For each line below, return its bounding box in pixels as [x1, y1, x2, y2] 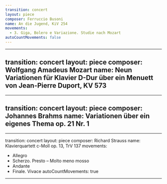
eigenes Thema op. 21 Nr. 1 [5, 120, 89, 128]
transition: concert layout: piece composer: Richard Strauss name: [5, 137, 141, 143]
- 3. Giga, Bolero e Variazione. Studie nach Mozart [9, 30, 121, 35]
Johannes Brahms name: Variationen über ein [5, 112, 150, 120]
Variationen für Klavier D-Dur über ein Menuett [5, 74, 154, 82]
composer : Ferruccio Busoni [5, 16, 64, 21]
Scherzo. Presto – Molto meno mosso [12, 158, 89, 164]
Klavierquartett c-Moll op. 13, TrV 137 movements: [5, 143, 107, 149]
